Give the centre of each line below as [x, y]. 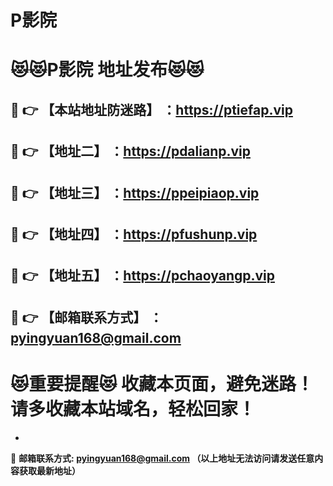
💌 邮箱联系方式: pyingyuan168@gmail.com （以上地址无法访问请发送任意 [162, 458]
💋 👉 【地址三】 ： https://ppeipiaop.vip [135, 192]
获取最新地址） [49, 470]
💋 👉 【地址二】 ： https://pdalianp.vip [130, 151]
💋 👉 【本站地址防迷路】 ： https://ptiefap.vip [151, 109]
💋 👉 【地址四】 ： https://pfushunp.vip [134, 234]
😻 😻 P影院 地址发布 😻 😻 [107, 70]
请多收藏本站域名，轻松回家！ [133, 408]
